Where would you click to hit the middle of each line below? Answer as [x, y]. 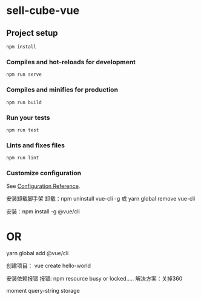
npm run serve [24, 75]
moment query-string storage [43, 291]
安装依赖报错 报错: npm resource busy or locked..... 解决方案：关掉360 [94, 279]
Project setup [32, 33]
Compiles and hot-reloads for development [71, 62]
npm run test [23, 130]
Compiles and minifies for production [62, 90]
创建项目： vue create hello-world [49, 266]
